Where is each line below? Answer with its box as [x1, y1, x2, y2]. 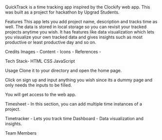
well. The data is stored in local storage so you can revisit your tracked [5, 24, 147, 30]
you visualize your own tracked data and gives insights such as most [5, 34, 143, 40]
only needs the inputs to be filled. [5, 82, 72, 88]
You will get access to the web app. [5, 92, 76, 97]
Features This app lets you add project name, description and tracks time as [5, 19, 158, 24]
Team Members [5, 130, 36, 136]
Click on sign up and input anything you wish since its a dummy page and [5, 77, 153, 83]
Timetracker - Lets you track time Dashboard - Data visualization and [5, 116, 144, 121]
